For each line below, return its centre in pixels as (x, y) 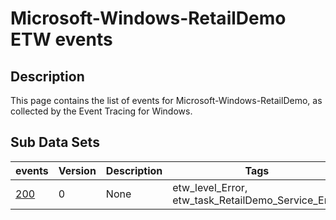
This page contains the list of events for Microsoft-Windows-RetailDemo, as (166, 100)
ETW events (61, 39)
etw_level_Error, (210, 187)
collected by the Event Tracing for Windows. (101, 111)
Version (77, 170)
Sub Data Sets (55, 142)
